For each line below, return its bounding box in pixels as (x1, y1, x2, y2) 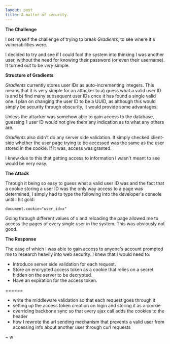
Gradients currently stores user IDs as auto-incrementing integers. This (5, 82, 154, 88)
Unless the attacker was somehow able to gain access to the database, (5, 113, 154, 120)
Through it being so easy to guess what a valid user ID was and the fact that (5, 180, 164, 186)
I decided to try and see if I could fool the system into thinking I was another (5, 51, 164, 58)
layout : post (5, 7, 33, 13)
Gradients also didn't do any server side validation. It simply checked (5, 134, 150, 140)
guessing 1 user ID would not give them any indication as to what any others (5, 119, 164, 125)
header (12, 313, 28, 319)
